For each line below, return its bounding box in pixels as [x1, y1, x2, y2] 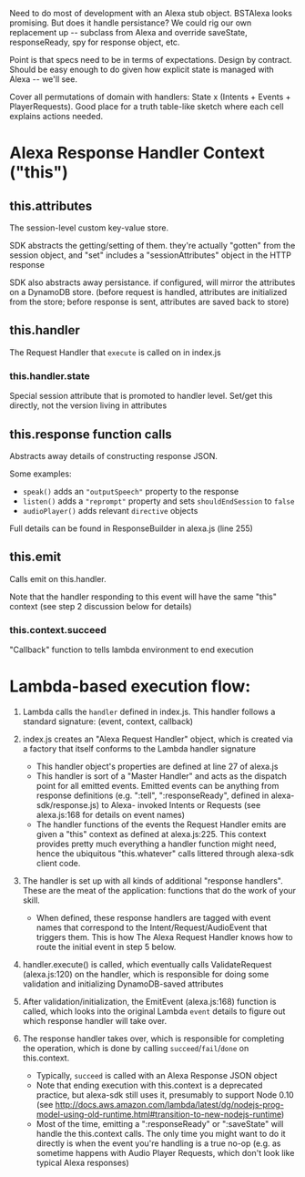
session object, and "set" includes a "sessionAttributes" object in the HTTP [9, 250, 291, 261]
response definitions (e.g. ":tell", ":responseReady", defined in [36, 790, 269, 801]
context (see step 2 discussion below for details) [9, 600, 193, 611]
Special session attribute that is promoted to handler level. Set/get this [9, 391, 273, 402]
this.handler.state [9, 369, 91, 382]
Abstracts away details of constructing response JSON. [9, 450, 219, 461]
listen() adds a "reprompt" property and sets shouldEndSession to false [22, 496, 295, 507]
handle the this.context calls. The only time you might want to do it [36, 1128, 286, 1139]
